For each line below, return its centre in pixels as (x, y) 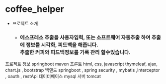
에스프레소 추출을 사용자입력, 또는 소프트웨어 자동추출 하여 (85, 37)
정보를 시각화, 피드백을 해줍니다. (62, 44)
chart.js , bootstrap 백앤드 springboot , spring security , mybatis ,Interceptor (83, 70)
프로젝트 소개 (25, 23)
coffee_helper (35, 9)
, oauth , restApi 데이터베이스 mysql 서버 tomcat (53, 76)
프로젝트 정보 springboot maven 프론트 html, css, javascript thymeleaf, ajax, (81, 64)
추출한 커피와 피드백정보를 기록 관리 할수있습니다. (75, 52)
